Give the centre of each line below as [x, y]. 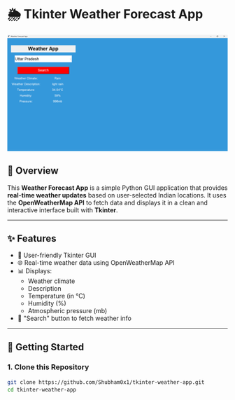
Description [44, 289]
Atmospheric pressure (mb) [67, 311]
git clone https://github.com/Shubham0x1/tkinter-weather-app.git [106, 382]
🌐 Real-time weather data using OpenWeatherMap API [96, 263]
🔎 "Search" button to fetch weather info [74, 318]
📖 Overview [33, 171]
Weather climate [51, 281]
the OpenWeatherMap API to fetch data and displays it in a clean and [108, 202]
